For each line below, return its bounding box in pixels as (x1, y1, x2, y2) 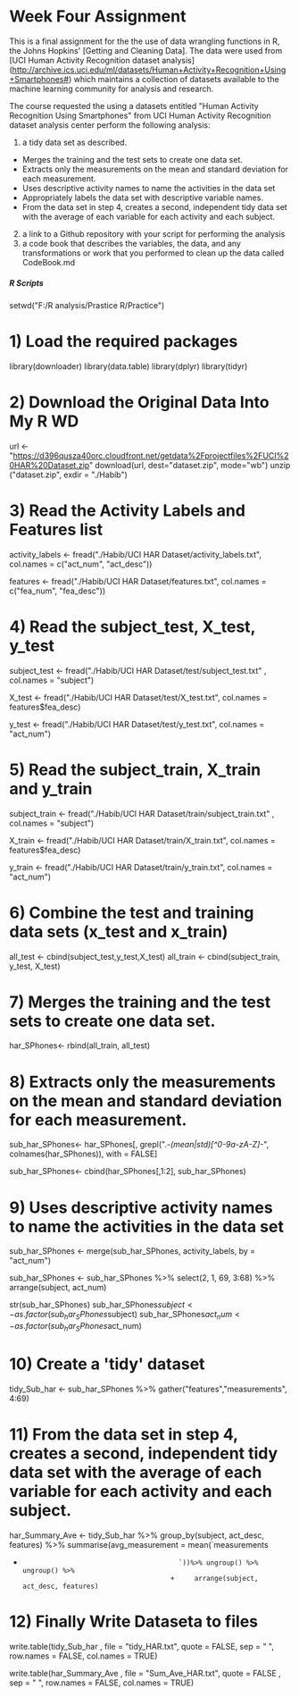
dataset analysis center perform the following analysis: (9, 119, 211, 130)
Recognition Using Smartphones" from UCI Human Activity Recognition (9, 110, 271, 121)
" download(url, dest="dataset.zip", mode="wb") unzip (88, 459, 291, 470)
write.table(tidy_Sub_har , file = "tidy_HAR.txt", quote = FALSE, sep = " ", (9, 1641, 274, 1651)
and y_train (9, 778, 93, 799)
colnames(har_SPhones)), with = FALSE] (9, 1148, 158, 1159)
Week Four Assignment (9, 6, 187, 27)
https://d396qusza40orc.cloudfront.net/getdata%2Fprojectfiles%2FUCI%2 (12, 449, 289, 461)
